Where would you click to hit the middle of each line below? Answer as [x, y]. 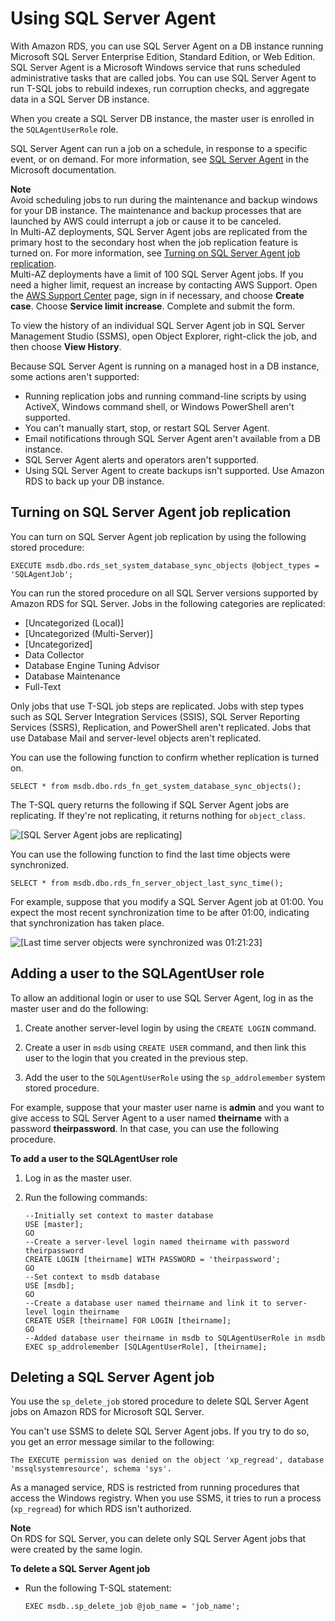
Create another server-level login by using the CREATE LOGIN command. [170, 1028]
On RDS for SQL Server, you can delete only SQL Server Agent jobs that [158, 1539]
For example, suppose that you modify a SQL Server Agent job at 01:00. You [167, 901]
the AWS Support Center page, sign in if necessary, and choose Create [157, 295]
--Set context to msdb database [92, 1277]
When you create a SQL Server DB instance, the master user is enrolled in [162, 118]
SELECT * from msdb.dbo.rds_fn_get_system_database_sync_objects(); [156, 786]
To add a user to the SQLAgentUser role [94, 1158]
